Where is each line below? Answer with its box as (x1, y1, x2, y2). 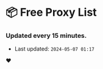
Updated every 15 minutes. (5, 32, 87, 40)
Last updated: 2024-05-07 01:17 (14, 45, 95, 53)
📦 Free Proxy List (5, 5, 97, 20)
